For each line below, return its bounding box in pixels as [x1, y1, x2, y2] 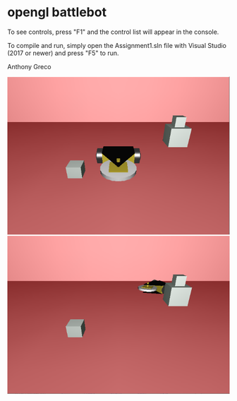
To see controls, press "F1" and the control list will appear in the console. [7, 28, 219, 36]
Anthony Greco [7, 62, 51, 71]
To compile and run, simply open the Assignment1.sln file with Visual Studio [7, 41, 227, 49]
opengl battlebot [7, 4, 107, 20]
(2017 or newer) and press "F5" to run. [7, 49, 119, 57]
